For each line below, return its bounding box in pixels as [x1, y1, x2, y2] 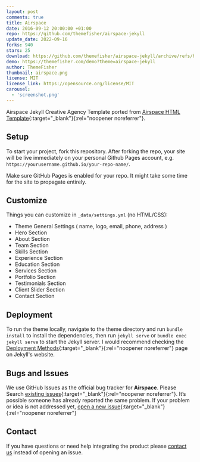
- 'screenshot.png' [11, 92, 60, 98]
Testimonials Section [14, 280, 66, 287]
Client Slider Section [14, 286, 65, 293]
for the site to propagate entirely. [6, 178, 87, 185]
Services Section [14, 267, 57, 274]
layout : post [6, 8, 39, 15]
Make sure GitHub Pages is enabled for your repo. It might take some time [6, 172, 187, 179]
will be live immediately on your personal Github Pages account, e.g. [6, 154, 174, 161]
